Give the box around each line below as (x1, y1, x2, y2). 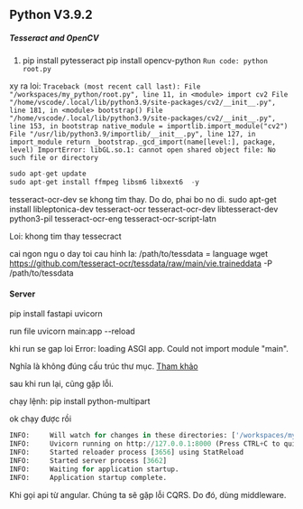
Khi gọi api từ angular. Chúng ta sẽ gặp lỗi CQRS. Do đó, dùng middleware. (9, 489, 287, 500)
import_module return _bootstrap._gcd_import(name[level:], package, (9, 137, 277, 147)
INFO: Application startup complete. (9, 473, 168, 482)
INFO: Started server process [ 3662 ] (9, 456, 168, 465)
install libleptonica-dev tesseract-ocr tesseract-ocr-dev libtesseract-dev (9, 203, 279, 215)
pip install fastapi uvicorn (9, 308, 104, 319)
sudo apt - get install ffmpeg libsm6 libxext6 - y (9, 178, 200, 187)
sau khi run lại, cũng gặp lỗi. (9, 379, 115, 390)
